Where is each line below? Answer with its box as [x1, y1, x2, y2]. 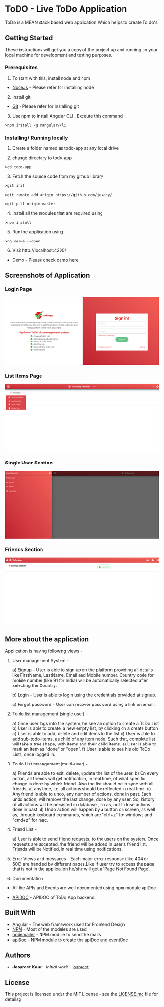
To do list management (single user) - [12, 711, 88, 717]
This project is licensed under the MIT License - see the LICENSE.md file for [5, 991, 158, 997]
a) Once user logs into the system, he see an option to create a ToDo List [12, 720, 159, 726]
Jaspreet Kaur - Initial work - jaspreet [12, 964, 89, 970]
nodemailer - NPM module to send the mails [12, 932, 101, 938]
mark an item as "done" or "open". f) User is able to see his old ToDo [12, 746, 150, 752]
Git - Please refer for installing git [12, 103, 79, 109]
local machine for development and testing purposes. [5, 52, 113, 58]
